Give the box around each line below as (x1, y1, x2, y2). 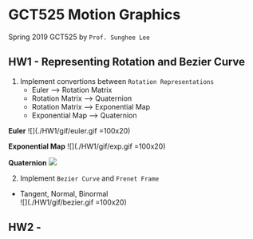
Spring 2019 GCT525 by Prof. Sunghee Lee (8, 32, 150, 42)
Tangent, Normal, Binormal (19, 189, 109, 198)
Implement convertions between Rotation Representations (19, 76, 214, 86)
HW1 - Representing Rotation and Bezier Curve (8, 55, 246, 69)
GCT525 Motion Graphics (8, 6, 181, 24)
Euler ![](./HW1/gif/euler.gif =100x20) (8, 125, 131, 135)
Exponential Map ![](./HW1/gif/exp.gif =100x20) (8, 141, 166, 151)
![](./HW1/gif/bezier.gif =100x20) (19, 197, 128, 207)
